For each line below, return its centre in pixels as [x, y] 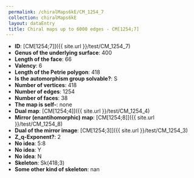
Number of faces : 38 [41, 98]
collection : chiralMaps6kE [43, 18]
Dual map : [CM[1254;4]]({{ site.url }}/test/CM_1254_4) [82, 111]
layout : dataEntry [32, 23]
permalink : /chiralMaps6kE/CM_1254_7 [56, 12]
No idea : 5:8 [30, 143]
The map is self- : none [43, 105]
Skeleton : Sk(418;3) [40, 163]
